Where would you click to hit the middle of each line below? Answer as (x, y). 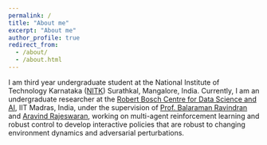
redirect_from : (33, 45)
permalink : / (30, 15)
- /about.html (39, 60)
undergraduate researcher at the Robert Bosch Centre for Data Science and (132, 99)
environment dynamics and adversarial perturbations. (96, 132)
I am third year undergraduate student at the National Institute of (114, 82)
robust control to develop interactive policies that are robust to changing (127, 124)
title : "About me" (39, 23)
